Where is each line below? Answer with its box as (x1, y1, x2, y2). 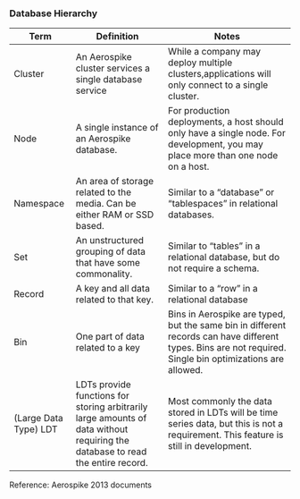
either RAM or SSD (75, 208, 154, 221)
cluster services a (75, 62, 150, 74)
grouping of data (75, 245, 146, 258)
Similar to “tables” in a (168, 240, 261, 252)
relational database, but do (168, 251, 280, 264)
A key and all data (75, 283, 150, 295)
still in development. (168, 440, 252, 452)
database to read (75, 445, 147, 458)
